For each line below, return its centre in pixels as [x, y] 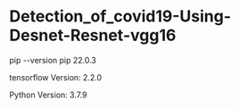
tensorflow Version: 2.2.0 [56, 77]
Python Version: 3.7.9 [48, 95]
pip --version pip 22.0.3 [53, 60]
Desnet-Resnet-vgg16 [93, 35]
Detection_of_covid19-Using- [120, 17]
